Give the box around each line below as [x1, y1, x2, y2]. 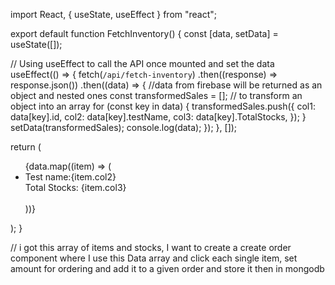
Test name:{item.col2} [24, 171, 117, 183]
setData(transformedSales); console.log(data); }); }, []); [10, 122, 238, 133]
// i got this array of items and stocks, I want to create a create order [10, 242, 292, 253]
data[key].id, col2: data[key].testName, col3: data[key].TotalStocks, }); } [10, 111, 307, 123]
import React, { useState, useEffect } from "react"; [10, 9, 218, 20]
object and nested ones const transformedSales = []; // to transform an [10, 90, 303, 101]
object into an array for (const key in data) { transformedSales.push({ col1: [10, 100, 316, 112]
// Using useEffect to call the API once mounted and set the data [10, 58, 275, 69]
